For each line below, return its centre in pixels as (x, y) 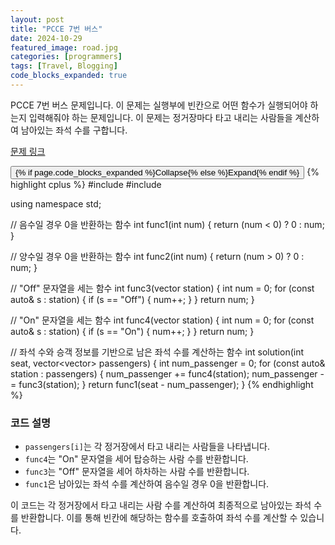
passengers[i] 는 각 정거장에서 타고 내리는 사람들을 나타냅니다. (147, 447)
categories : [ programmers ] (66, 57)
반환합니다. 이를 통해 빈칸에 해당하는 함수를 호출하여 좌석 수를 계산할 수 (159, 518)
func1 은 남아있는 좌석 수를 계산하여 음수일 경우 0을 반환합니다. (147, 484)
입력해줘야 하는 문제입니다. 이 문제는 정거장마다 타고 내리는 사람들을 (160, 117)
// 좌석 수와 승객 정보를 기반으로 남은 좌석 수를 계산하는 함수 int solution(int (157, 352)
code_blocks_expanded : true (69, 76)
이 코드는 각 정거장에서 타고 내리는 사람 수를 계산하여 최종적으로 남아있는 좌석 (161, 505)
